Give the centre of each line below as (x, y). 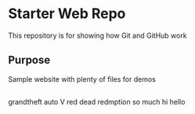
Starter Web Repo (67, 14)
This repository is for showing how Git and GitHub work (97, 35)
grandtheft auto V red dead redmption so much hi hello (97, 102)
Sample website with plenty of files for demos (82, 79)
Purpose (29, 60)
